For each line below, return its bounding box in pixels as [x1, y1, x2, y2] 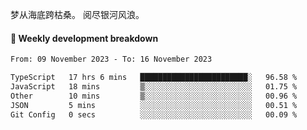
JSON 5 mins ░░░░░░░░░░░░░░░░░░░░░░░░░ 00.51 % [10, 100, 298, 110]
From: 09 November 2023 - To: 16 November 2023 [10, 54, 213, 65]
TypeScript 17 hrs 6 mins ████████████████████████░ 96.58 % [10, 73, 298, 83]
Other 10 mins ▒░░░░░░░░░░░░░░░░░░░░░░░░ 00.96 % [10, 91, 298, 101]
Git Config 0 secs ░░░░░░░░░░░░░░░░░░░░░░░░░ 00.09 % [10, 109, 298, 120]
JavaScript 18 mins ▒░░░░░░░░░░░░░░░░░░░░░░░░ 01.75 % [10, 81, 298, 92]
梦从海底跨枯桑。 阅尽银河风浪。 [10, 9, 145, 20]
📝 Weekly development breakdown [10, 32, 159, 44]
